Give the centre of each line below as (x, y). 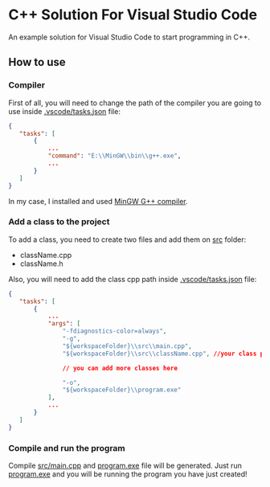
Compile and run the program (67, 448)
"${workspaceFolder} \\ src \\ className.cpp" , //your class (160, 354)
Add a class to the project (59, 222)
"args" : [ (64, 324)
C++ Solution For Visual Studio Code (133, 15)
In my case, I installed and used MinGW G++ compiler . (98, 201)
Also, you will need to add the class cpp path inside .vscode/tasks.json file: (133, 279)
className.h (41, 264)
